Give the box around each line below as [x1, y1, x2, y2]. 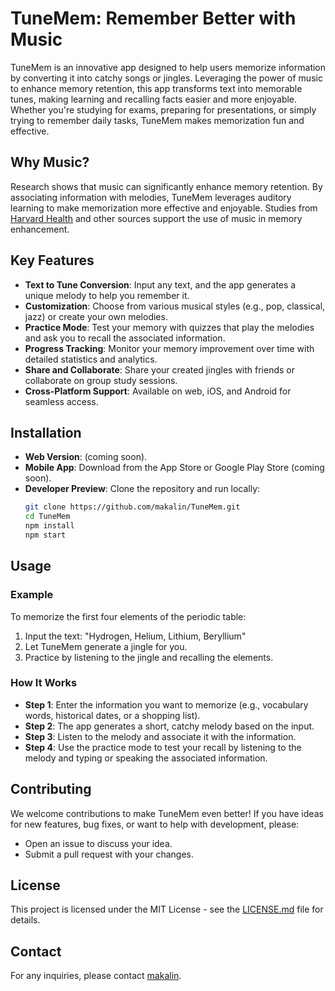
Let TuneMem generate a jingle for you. [24, 640, 188, 652]
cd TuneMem [24, 512, 71, 522]
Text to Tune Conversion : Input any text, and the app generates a [24, 278, 297, 291]
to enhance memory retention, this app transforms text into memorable [10, 82, 303, 94]
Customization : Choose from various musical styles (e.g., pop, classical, [24, 300, 326, 312]
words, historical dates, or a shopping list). [24, 709, 201, 721]
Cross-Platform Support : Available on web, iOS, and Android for [24, 385, 292, 397]
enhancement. [10, 223, 70, 235]
